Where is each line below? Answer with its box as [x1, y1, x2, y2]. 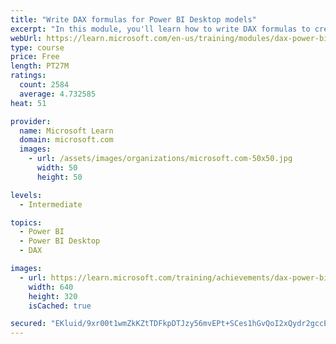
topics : [10, 217, 43, 228]
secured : [10, 319, 47, 329]
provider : [10, 116, 52, 126]
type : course [10, 42, 65, 53]
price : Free [10, 52, 60, 62]
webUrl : [10, 33, 43, 43]
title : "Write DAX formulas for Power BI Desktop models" [10, 14, 257, 25]
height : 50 [36, 172, 83, 182]
